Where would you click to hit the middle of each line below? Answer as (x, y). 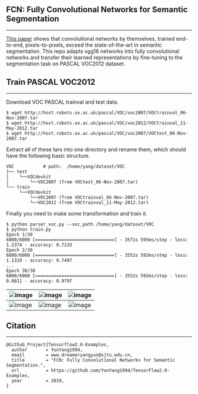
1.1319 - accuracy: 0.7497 (39, 260)
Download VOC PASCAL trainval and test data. (62, 102)
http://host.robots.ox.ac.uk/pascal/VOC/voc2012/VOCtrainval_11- (106, 123)
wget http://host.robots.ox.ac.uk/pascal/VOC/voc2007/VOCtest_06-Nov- (100, 133)
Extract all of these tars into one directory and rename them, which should (96, 149)
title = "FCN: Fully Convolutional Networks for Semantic (93, 360)
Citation (21, 326)
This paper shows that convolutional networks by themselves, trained (90, 38)
